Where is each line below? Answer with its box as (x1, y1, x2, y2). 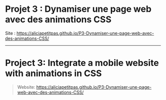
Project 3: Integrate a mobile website (5, 58, 159, 68)
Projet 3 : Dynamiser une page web (5, 3, 152, 15)
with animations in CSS (5, 68, 102, 79)
